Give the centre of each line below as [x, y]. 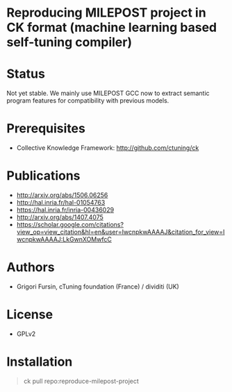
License [30, 315]
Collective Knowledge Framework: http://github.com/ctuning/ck [108, 148]
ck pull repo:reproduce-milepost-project [81, 381]
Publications [43, 176]
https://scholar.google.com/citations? [70, 224]
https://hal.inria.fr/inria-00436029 [65, 210]
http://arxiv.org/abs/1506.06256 [62, 195]
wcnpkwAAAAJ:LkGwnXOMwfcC [64, 239]
